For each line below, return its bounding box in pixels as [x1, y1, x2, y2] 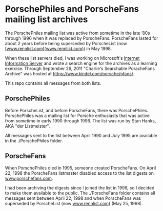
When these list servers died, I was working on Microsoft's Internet [5, 55, 140, 61]
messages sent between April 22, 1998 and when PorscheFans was [5, 195, 141, 201]
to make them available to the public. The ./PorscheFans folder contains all [5, 190, 155, 196]
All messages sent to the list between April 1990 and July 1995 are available [5, 132, 158, 138]
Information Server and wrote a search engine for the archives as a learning [5, 60, 157, 66]
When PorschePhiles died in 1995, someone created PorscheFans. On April [5, 165, 156, 171]
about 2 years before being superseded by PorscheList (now [5, 40, 127, 46]
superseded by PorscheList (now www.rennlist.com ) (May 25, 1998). [5, 200, 143, 206]
